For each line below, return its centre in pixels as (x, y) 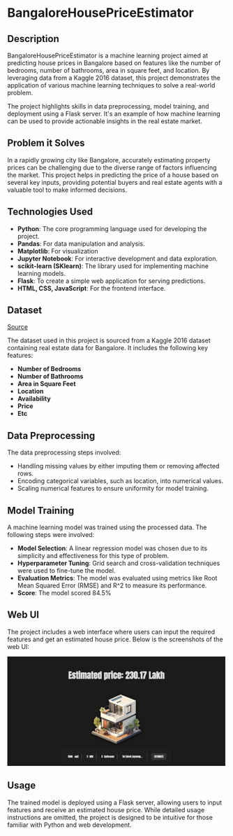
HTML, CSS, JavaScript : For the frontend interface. (91, 288)
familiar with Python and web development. (69, 825)
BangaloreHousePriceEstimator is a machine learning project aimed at (108, 55)
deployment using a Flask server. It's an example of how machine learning (114, 114)
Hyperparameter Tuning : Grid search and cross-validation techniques (119, 563)
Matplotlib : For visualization (58, 251)
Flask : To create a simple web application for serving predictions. (111, 281)
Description (33, 39)
